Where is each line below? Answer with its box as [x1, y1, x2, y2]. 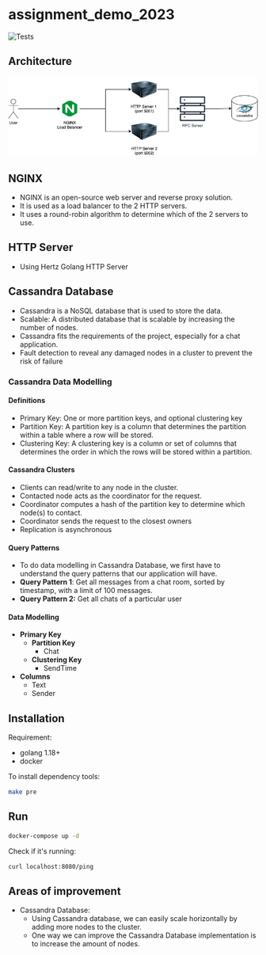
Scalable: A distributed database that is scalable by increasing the [19, 314, 235, 324]
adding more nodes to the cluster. [31, 923, 142, 932]
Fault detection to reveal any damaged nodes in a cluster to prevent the [19, 348, 253, 357]
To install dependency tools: [8, 772, 101, 782]
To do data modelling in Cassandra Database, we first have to [19, 561, 221, 570]
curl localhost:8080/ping [8, 862, 93, 870]
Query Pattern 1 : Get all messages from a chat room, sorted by [19, 577, 226, 587]
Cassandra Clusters [8, 465, 75, 474]
